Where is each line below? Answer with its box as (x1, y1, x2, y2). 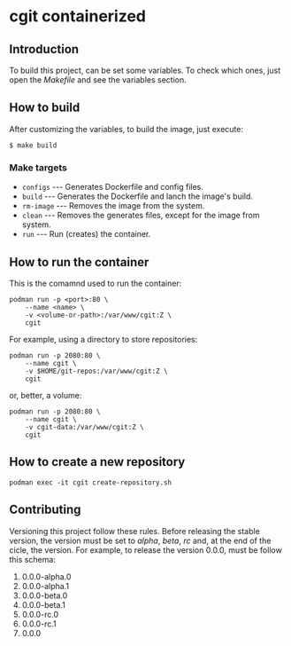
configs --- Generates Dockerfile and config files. (21, 182, 203, 193)
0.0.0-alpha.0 (21, 571, 72, 582)
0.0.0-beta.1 (21, 599, 66, 610)
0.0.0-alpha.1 (21, 580, 69, 591)
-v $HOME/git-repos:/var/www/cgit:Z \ (25, 366, 168, 375)
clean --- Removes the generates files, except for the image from (21, 210, 260, 221)
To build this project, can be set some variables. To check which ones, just (9, 65, 281, 75)
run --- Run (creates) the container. (21, 229, 151, 240)
